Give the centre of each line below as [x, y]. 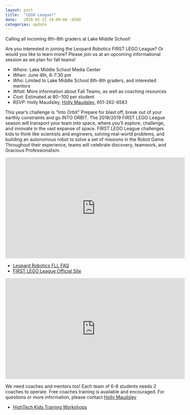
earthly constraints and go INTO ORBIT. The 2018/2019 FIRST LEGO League [85, 118]
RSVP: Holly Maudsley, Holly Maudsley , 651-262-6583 [70, 102]
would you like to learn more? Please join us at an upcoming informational [83, 54]
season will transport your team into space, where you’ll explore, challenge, [85, 123]
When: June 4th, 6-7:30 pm [42, 75]
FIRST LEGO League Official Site [47, 271]
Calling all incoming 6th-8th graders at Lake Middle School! [68, 39]
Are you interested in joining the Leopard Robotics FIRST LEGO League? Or [85, 49]
